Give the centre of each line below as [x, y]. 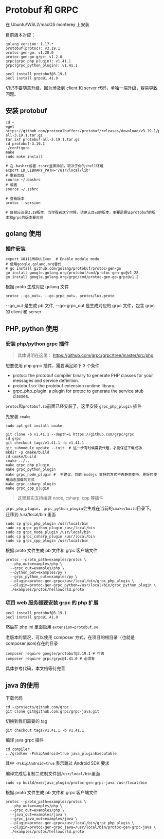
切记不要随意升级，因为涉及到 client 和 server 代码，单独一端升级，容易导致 [82, 88]
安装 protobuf [27, 111]
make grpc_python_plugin [31, 469]
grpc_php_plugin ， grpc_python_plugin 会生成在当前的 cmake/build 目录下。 [80, 508]
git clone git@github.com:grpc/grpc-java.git [52, 712]
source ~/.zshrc [22, 189]
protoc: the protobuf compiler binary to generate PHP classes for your [83, 376]
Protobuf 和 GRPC [42, 10]
